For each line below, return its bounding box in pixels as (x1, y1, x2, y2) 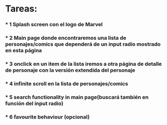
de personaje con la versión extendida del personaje (5, 66, 135, 73)
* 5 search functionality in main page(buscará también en (5, 93, 149, 100)
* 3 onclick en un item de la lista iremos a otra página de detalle (5, 60, 162, 67)
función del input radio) (5, 100, 64, 107)
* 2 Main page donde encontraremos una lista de (5, 35, 126, 42)
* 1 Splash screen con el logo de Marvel (5, 21, 103, 28)
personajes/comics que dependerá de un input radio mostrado (5, 41, 161, 48)
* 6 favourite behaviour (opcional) (5, 113, 90, 120)
